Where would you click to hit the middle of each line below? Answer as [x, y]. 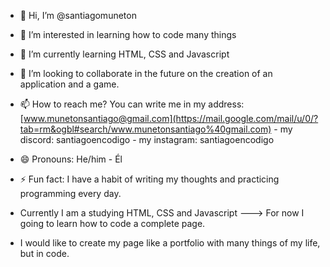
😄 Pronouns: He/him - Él [71, 159]
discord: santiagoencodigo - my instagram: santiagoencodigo [147, 139]
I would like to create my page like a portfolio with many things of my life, [170, 243]
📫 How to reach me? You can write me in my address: [132, 104]
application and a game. [69, 84]
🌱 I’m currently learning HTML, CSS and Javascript [124, 54]
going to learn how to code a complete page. [112, 223]
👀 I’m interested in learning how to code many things [128, 34]
